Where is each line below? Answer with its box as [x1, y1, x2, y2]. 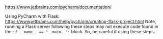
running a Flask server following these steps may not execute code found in [5, 24, 159, 29]
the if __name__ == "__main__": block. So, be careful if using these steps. [5, 29, 155, 34]
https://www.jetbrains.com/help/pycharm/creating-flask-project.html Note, [5, 19, 156, 24]
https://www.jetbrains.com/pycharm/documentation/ [5, 4, 112, 10]
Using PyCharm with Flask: [5, 13, 60, 19]
